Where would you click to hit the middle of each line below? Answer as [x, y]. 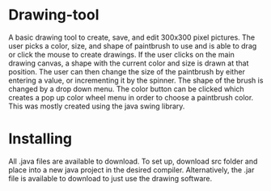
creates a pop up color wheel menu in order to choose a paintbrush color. [131, 97]
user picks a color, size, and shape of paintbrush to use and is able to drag [133, 45]
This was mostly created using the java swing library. [97, 106]
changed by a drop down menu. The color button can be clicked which [126, 89]
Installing [40, 139]
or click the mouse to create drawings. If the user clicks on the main [121, 54]
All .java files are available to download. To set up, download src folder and [133, 161]
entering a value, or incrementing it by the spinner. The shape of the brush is [136, 80]
